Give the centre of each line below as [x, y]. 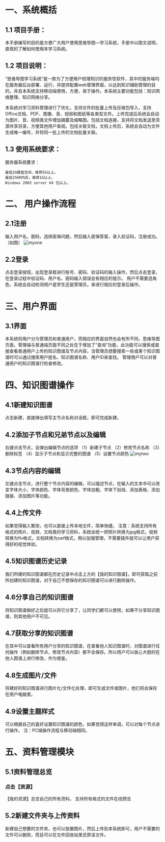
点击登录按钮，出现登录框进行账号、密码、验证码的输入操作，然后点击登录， [82, 272]
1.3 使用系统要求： [33, 149]
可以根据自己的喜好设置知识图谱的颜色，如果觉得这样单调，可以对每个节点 [80, 724]
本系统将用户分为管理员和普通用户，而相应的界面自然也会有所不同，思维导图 [82, 339]
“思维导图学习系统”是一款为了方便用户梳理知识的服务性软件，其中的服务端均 [82, 78]
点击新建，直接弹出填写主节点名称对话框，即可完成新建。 [63, 418]
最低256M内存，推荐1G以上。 [30, 177]
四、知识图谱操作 [40, 385]
